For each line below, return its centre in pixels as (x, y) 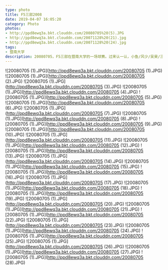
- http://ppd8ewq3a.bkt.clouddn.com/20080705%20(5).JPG (64, 33)
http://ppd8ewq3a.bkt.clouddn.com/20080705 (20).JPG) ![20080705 (78, 204)
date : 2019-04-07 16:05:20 (33, 19)
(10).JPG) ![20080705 (27, 135)
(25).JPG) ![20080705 (28, 241)
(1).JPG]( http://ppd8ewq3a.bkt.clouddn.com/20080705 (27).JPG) (73, 252)
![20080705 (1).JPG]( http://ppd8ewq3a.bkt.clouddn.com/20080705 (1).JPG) (84, 71)
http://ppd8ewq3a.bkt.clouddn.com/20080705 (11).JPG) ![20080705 (77, 140)
